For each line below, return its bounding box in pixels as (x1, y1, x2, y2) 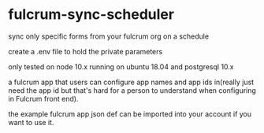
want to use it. (8, 117, 54, 127)
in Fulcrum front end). (8, 94, 79, 103)
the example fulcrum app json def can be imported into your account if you (8, 109, 252, 119)
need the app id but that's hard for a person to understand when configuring (8, 85, 256, 95)
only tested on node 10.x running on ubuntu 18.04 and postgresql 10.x (8, 61, 234, 72)
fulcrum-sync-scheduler (8, 6, 175, 24)
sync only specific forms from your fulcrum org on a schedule (8, 31, 210, 41)
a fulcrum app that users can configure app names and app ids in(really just (8, 77, 255, 87)
